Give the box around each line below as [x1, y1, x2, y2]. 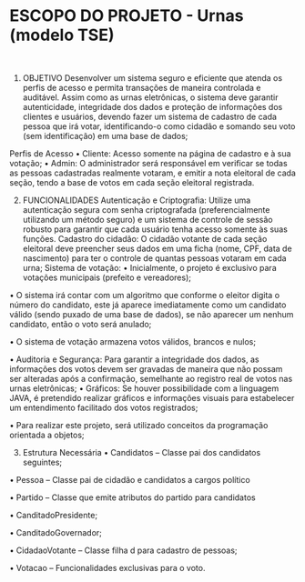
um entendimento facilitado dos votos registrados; [9, 402, 198, 413]
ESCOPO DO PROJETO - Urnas [9, 5, 244, 26]
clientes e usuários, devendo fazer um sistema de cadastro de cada [22, 111, 278, 122]
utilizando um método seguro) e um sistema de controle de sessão [22, 214, 273, 225]
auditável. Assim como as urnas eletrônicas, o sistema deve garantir [22, 92, 279, 103]
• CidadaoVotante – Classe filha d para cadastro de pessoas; [9, 545, 239, 556]
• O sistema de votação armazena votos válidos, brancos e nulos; [9, 336, 257, 346]
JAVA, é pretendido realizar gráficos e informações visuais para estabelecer [9, 392, 295, 403]
